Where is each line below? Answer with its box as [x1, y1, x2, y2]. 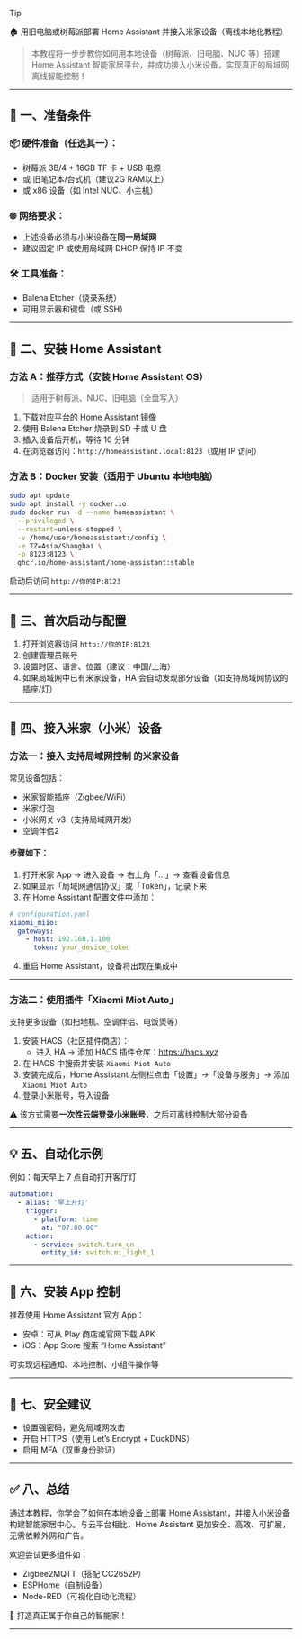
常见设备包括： [9, 772, 65, 783]
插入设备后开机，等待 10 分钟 [22, 434, 130, 445]
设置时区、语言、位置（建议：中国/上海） [22, 661, 175, 672]
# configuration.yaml [9, 910, 91, 919]
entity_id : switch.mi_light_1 [41, 1248, 155, 1257]
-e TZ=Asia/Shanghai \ [17, 541, 102, 550]
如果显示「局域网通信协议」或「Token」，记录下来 [22, 880, 207, 891]
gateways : [17, 927, 54, 936]
